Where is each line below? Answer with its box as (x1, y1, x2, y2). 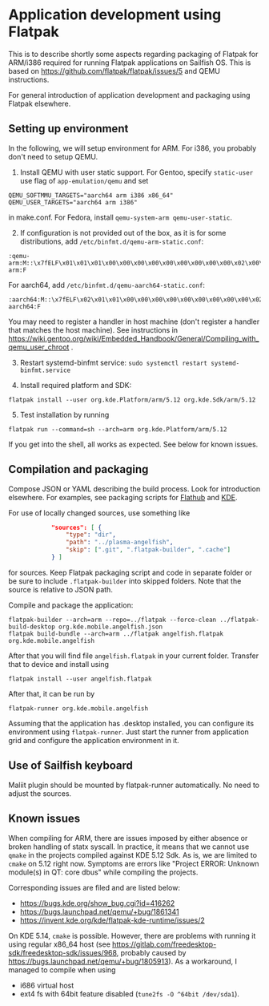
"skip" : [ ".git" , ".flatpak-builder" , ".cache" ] (65, 546, 231, 554)
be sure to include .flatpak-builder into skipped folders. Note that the (8, 576, 242, 586)
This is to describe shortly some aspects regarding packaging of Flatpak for (8, 49, 259, 59)
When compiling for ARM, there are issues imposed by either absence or (8, 833, 248, 842)
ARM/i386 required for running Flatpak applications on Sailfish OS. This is (8, 58, 251, 67)
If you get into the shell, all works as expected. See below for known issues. (8, 439, 259, 449)
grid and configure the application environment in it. (8, 735, 180, 745)
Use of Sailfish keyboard (8, 759, 134, 773)
